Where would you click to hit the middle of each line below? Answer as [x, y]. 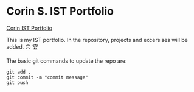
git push [17, 83]
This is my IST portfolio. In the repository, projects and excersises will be [97, 40]
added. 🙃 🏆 [22, 46]
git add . [19, 72]
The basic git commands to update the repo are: [67, 61]
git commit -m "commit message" [47, 77]
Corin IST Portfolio [29, 28]
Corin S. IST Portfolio [60, 11]
